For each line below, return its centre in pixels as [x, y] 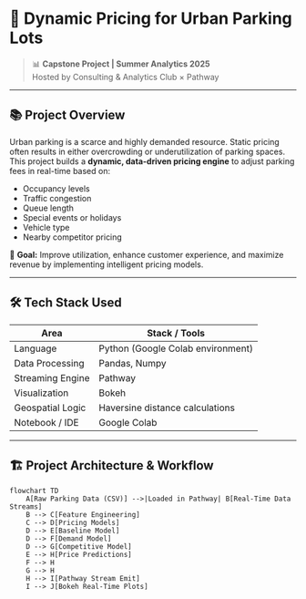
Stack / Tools [176, 333]
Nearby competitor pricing [72, 237]
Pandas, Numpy [133, 363]
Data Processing [49, 363]
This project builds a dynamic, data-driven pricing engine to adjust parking [152, 161]
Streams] [26, 507]
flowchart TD [34, 491]
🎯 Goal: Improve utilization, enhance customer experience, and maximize [147, 254]
